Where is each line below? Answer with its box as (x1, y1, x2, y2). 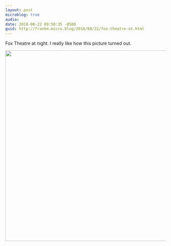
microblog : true (5, 12, 40, 17)
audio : (5, 17, 19, 22)
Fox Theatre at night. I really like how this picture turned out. (5, 40, 131, 46)
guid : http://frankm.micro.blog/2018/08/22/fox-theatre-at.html (5, 26, 145, 32)
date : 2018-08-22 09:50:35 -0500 (5, 21, 76, 27)
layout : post (5, 7, 33, 13)
